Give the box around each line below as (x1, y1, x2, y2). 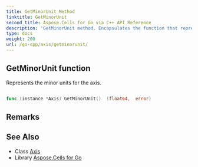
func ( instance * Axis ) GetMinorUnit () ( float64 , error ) (6, 96, 151, 101)
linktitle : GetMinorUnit (6, 14, 67, 20)
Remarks (6, 112, 40, 122)
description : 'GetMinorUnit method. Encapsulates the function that (6, 25, 178, 31)
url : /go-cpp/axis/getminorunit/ (6, 42, 88, 48)
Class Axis (14, 148, 41, 155)
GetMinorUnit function (6, 63, 91, 74)
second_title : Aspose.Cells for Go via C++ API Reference (6, 19, 151, 25)
